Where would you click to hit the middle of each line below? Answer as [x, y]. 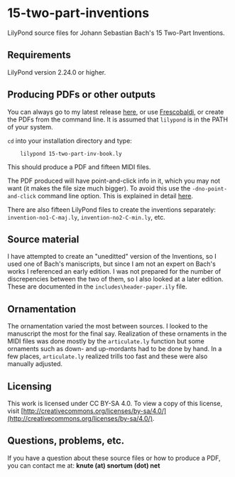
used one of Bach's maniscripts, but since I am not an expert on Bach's [112, 264]
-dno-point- [209, 189]
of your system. [30, 127]
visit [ [15, 411]
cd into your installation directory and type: [70, 141]
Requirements [39, 55]
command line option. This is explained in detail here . [116, 195]
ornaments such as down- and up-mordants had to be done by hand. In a [115, 349]
